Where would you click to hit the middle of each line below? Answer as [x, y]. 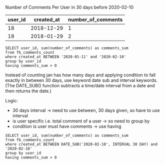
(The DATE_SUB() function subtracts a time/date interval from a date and [80, 86]
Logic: [12, 101]
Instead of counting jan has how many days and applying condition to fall [80, 75]
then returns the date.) [28, 91]
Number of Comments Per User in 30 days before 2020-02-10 [69, 7]
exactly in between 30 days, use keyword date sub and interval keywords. [81, 80]
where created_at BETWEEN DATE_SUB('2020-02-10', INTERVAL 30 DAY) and [81, 144]
